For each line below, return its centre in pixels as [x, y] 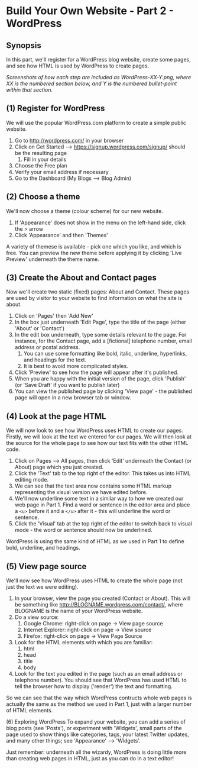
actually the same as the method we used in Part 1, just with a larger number [99, 704]
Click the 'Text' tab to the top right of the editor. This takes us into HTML [103, 473]
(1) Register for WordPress [56, 109]
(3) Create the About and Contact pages [81, 278]
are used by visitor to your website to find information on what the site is [94, 298]
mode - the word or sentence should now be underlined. [83, 530]
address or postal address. [47, 347]
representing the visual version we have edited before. [81, 492]
